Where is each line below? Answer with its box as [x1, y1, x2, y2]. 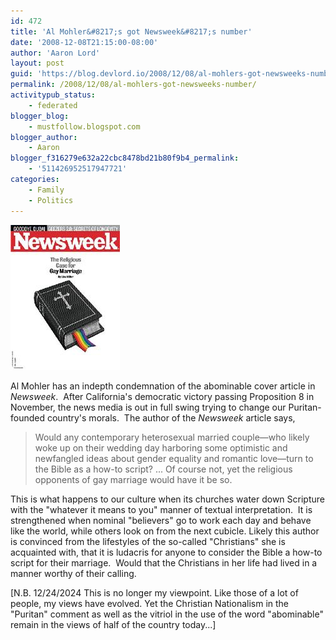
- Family [28, 185, 65, 195]
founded [10, 411, 46, 424]
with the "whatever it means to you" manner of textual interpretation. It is [10, 503, 313, 515]
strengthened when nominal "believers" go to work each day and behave [10, 514, 312, 526]
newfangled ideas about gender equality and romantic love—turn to [34, 452, 314, 464]
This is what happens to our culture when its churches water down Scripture [10, 493, 325, 505]
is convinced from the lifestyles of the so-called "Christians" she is [10, 535, 286, 547]
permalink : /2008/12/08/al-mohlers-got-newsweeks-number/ [10, 80, 257, 90]
